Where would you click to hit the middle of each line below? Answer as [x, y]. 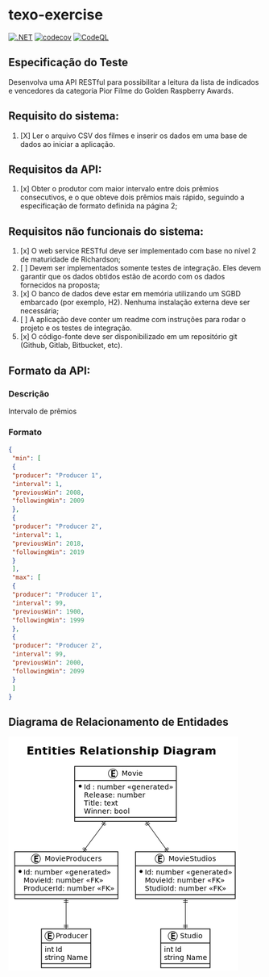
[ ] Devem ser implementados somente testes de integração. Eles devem [141, 268]
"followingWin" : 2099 [48, 671]
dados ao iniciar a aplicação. [67, 144]
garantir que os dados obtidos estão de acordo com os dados [122, 277]
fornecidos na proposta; [60, 285]
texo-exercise [56, 15]
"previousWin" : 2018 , [48, 543]
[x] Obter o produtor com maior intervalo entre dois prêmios [119, 189]
